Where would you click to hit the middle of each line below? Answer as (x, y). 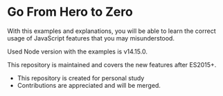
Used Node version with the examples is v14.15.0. (77, 51)
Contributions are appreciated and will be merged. (89, 85)
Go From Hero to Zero (70, 12)
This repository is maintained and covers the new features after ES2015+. (112, 64)
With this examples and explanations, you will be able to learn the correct (111, 31)
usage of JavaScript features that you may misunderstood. (91, 38)
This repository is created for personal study (81, 78)
